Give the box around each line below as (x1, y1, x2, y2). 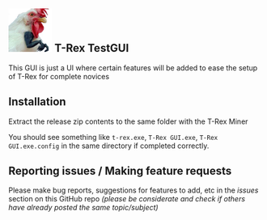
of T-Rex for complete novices (8, 71, 110, 81)
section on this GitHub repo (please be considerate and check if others (8, 194, 245, 204)
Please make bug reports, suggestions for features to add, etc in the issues (8, 185, 259, 195)
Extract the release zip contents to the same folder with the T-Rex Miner (8, 116, 248, 126)
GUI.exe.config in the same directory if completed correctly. (8, 141, 210, 150)
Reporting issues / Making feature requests (8, 164, 232, 178)
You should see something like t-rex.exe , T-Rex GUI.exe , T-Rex (8, 132, 218, 142)
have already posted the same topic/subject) (8, 203, 159, 213)
